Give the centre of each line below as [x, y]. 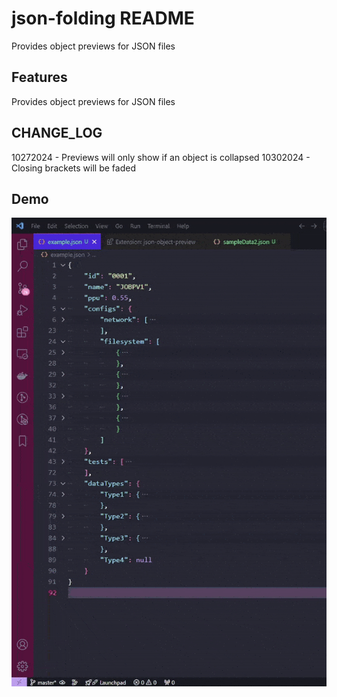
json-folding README [103, 18]
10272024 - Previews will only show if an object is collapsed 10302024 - [161, 157]
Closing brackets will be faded [73, 168]
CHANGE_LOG [57, 133]
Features [39, 77]
